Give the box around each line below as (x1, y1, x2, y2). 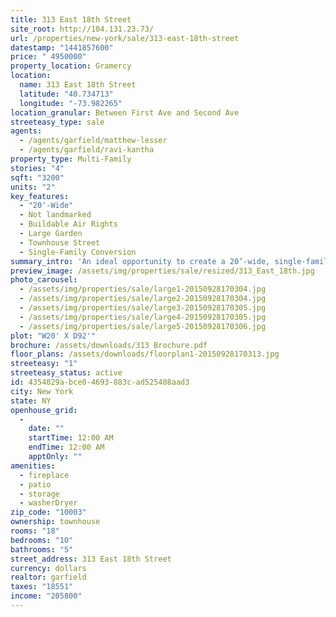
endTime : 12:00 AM (28, 442, 105, 453)
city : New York (10, 386, 74, 396)
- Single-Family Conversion (19, 247, 137, 257)
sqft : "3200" (10, 172, 65, 183)
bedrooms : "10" (10, 535, 74, 545)
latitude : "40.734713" (19, 89, 114, 99)
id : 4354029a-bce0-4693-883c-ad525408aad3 (10, 377, 190, 387)
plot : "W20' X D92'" (10, 331, 97, 341)
